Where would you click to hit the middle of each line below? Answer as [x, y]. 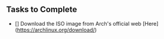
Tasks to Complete [42, 10]
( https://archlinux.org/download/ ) [56, 30]
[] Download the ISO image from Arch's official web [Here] [87, 23]
